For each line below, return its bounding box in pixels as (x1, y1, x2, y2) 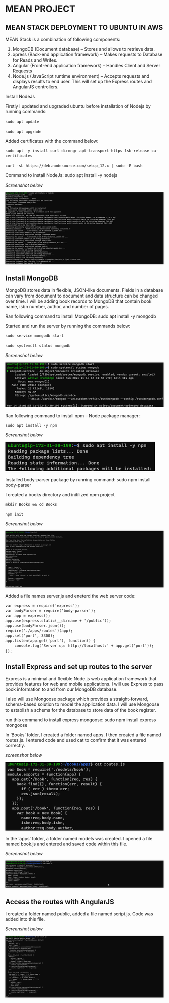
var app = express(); (5, 613, 51, 618)
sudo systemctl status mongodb (5, 343, 71, 348)
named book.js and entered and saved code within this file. (5, 841, 128, 847)
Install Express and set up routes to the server (5, 662, 152, 671)
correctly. (5, 742, 25, 749)
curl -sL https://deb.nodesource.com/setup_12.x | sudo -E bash (5, 163, 143, 168)
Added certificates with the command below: (5, 138, 99, 144)
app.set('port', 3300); (5, 633, 55, 638)
